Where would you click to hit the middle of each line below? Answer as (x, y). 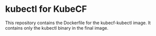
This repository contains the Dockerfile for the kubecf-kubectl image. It (78, 23)
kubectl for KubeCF (46, 9)
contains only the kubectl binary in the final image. (57, 28)
